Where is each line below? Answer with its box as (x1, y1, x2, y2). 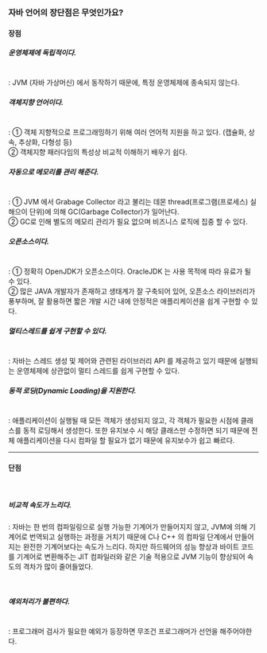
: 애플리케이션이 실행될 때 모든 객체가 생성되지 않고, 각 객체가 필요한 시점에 (8, 416, 239, 426)
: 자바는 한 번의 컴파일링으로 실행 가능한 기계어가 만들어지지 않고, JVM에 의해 (8, 522, 248, 531)
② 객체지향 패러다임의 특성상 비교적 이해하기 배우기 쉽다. (8, 147, 188, 157)
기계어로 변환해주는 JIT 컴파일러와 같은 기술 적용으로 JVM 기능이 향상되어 (16, 551, 246, 562)
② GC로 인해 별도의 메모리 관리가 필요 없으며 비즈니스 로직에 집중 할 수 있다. (8, 217, 248, 227)
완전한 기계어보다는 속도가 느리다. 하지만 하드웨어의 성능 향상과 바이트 (22, 542, 240, 551)
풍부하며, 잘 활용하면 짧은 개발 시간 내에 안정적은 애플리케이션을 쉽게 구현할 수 (8, 297, 250, 306)
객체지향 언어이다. (8, 98, 64, 107)
